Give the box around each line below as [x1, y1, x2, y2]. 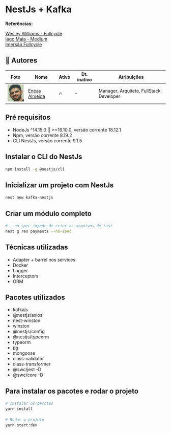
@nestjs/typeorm [12, 334, 49, 340]
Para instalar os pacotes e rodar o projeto [5, 386, 139, 395]
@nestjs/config [12, 329, 45, 335]
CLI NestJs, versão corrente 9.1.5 [12, 137, 82, 144]
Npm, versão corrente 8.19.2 [12, 132, 72, 138]
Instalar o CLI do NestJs [5, 153, 82, 161]
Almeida [27, 93, 45, 99]
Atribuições [118, 74, 144, 80]
